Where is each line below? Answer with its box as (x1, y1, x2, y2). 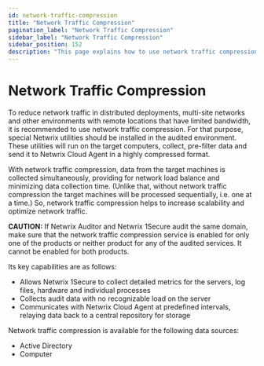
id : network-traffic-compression (8, 11, 118, 20)
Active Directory (19, 341, 73, 350)
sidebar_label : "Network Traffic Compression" (8, 33, 163, 42)
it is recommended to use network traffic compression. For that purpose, (8, 124, 244, 134)
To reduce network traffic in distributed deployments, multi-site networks (8, 108, 245, 117)
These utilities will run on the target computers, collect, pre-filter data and (8, 141, 247, 150)
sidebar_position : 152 (8, 41, 82, 49)
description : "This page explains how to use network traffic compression (8, 48, 258, 56)
